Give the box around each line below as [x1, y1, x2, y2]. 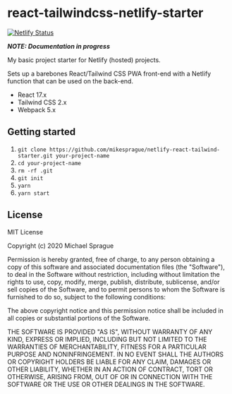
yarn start [17, 189, 50, 197]
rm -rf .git [17, 167, 53, 174]
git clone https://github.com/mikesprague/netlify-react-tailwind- [17, 146, 220, 153]
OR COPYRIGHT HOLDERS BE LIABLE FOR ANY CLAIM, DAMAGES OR [7, 357, 212, 366]
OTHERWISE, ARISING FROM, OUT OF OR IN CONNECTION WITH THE [7, 372, 213, 381]
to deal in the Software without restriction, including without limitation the [7, 270, 220, 278]
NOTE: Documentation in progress [7, 42, 111, 50]
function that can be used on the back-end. [7, 76, 134, 85]
